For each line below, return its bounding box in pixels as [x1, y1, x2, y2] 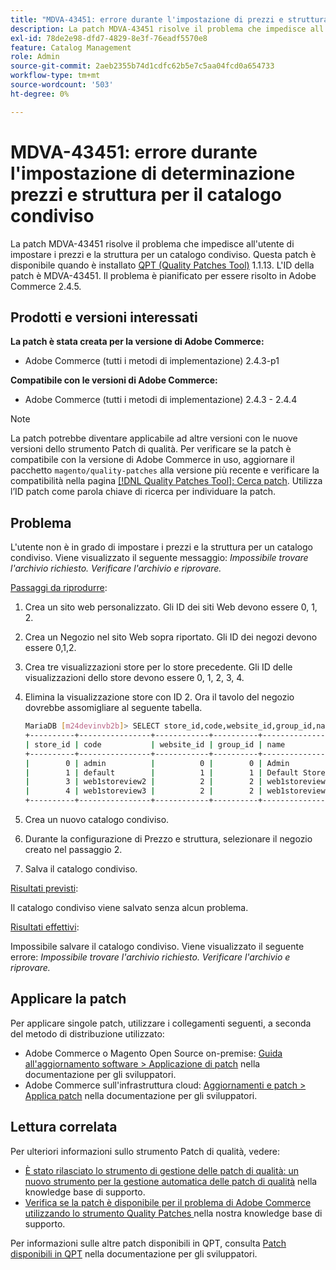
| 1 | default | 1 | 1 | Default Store [24, 767, 326, 778]
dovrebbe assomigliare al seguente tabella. [24, 702, 203, 714]
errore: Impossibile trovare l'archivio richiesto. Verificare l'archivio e [10, 951, 291, 963]
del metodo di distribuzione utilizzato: [10, 1027, 165, 1040]
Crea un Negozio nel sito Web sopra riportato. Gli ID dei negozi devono [24, 631, 318, 643]
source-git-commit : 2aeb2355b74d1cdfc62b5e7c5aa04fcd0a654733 [10, 61, 275, 71]
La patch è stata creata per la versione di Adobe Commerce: [10, 336, 265, 348]
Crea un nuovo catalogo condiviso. [24, 814, 170, 826]
